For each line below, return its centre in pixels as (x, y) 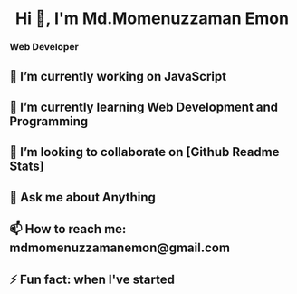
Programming (49, 121)
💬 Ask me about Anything (83, 197)
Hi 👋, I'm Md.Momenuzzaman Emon (152, 19)
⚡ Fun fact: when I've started (92, 280)
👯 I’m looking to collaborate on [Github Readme (144, 152)
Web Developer (44, 47)
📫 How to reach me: (68, 229)
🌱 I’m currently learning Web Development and (144, 107)
